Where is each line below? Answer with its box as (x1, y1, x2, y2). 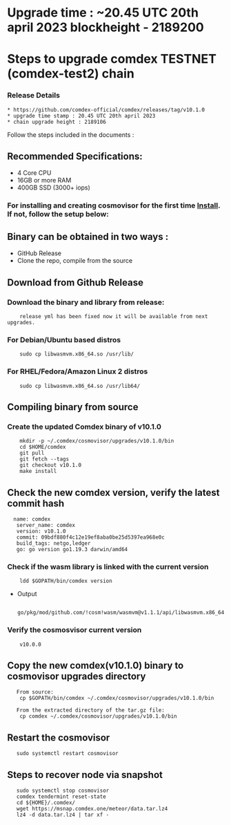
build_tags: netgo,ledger (16, 540, 91, 547)
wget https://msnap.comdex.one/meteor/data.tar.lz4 (16, 806, 168, 813)
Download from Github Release (7, 277, 143, 288)
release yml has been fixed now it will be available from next (19, 313, 208, 319)
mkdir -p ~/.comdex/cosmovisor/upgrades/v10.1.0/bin (19, 438, 174, 445)
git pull (19, 449, 45, 457)
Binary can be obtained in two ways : (7, 230, 169, 243)
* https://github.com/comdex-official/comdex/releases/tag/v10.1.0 (7, 106, 205, 113)
